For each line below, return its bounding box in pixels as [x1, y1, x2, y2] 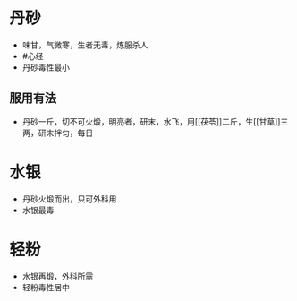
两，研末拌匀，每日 [21, 127, 94, 138]
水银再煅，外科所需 [21, 271, 94, 281]
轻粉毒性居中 [21, 281, 70, 292]
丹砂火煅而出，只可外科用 [21, 193, 117, 204]
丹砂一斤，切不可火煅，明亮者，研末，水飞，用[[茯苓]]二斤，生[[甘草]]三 [21, 116, 289, 126]
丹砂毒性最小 [21, 62, 70, 73]
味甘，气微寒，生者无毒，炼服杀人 [21, 39, 148, 50]
